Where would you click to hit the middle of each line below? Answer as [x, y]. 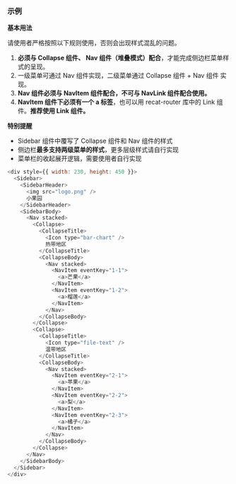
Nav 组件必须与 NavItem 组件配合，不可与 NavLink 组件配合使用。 [114, 93]
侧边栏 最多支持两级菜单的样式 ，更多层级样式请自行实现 [98, 150]
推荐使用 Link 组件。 [60, 111]
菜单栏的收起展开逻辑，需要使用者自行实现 [79, 159]
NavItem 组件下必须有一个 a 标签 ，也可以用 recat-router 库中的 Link [116, 102]
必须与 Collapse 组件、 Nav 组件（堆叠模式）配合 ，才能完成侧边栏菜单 [120, 58]
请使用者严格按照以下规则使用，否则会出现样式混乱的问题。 [94, 43]
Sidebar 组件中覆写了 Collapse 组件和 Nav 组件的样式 [95, 141]
